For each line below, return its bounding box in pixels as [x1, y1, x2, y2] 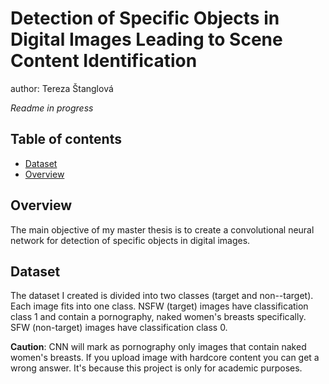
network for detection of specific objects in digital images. [10, 234, 251, 246]
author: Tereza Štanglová [10, 82, 114, 94]
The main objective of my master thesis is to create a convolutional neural [10, 223, 315, 236]
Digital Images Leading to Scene [10, 28, 283, 51]
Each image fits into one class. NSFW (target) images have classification [10, 300, 309, 312]
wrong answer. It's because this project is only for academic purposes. [10, 362, 303, 374]
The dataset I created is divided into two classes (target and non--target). [10, 290, 314, 302]
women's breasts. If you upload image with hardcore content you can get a [10, 352, 320, 364]
